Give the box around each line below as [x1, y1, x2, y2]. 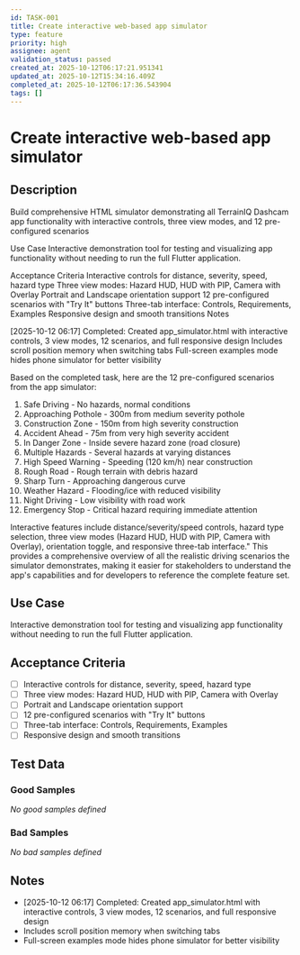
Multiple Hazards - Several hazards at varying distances [22, 447, 232, 458]
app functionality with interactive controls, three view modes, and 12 [10, 215, 263, 226]
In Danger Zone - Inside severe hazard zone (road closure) [22, 437, 241, 448]
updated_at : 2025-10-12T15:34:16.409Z [10, 72, 155, 81]
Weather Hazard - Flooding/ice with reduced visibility [22, 485, 221, 496]
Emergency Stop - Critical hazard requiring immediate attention [22, 504, 258, 514]
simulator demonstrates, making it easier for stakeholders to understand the [10, 559, 291, 570]
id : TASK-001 [10, 13, 59, 23]
